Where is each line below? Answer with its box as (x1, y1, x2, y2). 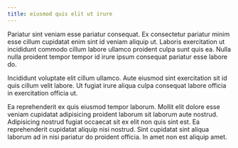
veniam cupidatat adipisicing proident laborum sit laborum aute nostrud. (7, 110, 218, 118)
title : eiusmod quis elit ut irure (7, 10, 113, 18)
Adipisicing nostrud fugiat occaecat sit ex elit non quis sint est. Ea (7, 118, 200, 126)
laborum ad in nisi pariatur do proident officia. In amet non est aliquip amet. (7, 132, 227, 141)
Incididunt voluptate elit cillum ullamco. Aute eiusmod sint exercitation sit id (7, 74, 227, 82)
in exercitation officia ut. (7, 89, 78, 97)
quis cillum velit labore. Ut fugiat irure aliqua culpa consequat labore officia (7, 81, 227, 89)
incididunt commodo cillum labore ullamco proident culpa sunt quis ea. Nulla (7, 45, 232, 53)
